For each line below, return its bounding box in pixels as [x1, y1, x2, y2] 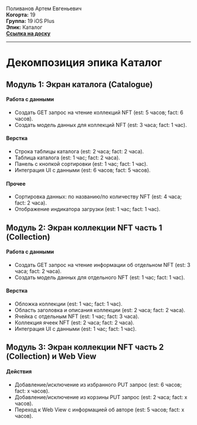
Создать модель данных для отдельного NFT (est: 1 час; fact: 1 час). [14, 273, 185, 281]
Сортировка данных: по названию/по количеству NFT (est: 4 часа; [14, 193, 182, 200]
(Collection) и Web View [6, 352, 97, 362]
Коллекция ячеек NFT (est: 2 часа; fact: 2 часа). [14, 319, 135, 326]
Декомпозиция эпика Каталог [6, 56, 162, 69]
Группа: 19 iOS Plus [6, 18, 55, 24]
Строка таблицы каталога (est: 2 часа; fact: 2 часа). [14, 148, 144, 155]
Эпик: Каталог [6, 24, 43, 31]
